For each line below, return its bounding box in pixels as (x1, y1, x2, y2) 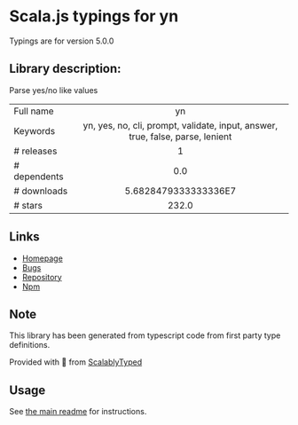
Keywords (13, 124, 56, 137)
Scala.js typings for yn (9, 6, 179, 27)
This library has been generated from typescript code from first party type (9, 330, 281, 341)
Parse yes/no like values (9, 84, 98, 95)
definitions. (9, 340, 51, 350)
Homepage (21, 253, 64, 264)
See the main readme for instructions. (9, 406, 147, 417)
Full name (13, 105, 55, 117)
